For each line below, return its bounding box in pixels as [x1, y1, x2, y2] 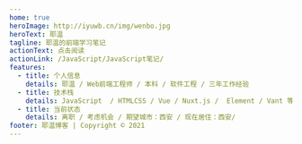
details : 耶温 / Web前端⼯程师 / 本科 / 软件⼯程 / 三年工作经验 [25, 80, 250, 89]
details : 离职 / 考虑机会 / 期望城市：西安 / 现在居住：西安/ [25, 113, 236, 122]
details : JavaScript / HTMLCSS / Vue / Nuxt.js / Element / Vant [25, 96, 283, 106]
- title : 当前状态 [17, 105, 81, 114]
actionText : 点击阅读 [9, 47, 85, 55]
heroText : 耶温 [9, 30, 64, 38]
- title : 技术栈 [17, 88, 75, 97]
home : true [9, 13, 50, 22]
